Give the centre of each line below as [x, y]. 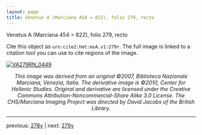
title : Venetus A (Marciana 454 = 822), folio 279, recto [80, 17]
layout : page [23, 12]
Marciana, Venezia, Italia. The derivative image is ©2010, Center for [101, 83]
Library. [101, 108]
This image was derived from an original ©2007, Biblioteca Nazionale [101, 76]
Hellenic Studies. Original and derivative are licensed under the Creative [101, 89]
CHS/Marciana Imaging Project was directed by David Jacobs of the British [101, 102]
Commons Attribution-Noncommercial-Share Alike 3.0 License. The [101, 95]
